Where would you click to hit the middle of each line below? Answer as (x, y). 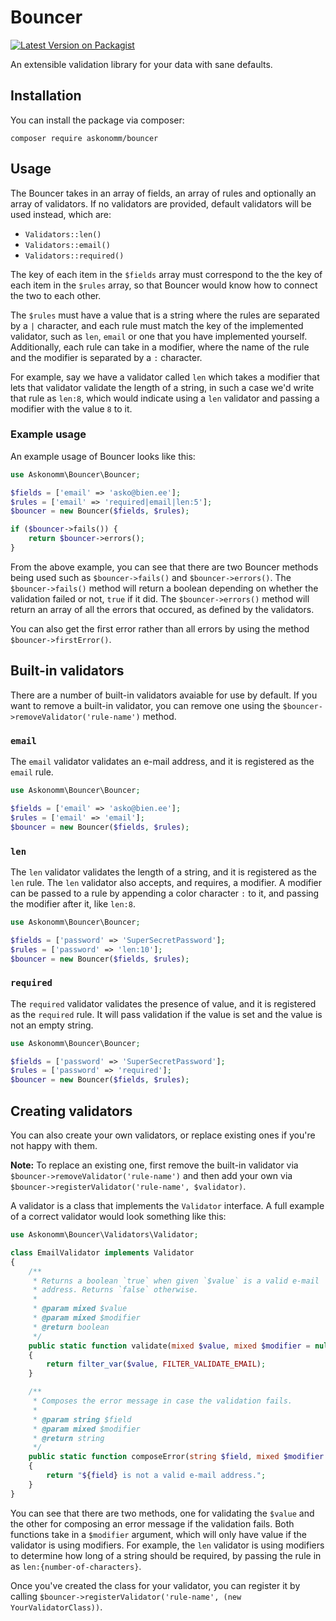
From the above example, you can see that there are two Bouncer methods (164, 567)
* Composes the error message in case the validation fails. (162, 1401)
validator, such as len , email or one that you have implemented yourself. (159, 336)
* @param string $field (82, 1419)
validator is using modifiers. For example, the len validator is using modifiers (167, 1545)
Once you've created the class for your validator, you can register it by (155, 1585)
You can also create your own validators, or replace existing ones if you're (163, 1135)
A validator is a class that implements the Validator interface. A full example (167, 1205)
